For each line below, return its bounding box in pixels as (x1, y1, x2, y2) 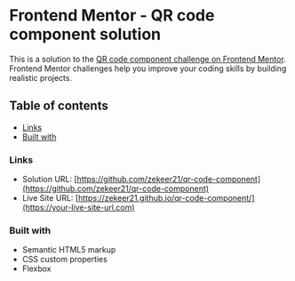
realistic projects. (9, 72, 73, 83)
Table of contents (9, 99, 108, 114)
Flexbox (21, 263, 52, 274)
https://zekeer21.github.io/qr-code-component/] (78, 193, 255, 204)
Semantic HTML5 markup (21, 245, 116, 255)
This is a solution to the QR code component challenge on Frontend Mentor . (9, 53, 286, 64)
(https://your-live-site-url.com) (21, 202, 135, 213)
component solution (9, 24, 162, 44)
